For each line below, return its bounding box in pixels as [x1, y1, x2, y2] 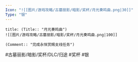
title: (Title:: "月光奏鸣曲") [5, 27, 67, 32]
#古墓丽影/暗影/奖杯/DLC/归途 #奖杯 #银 [5, 51, 89, 57]
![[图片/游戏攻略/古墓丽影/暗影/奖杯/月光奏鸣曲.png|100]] [5, 32, 118, 37]
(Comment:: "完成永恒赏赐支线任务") [5, 42, 75, 47]
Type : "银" [5, 12, 28, 17]
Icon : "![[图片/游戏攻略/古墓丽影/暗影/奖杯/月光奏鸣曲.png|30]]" [5, 7, 133, 13]
